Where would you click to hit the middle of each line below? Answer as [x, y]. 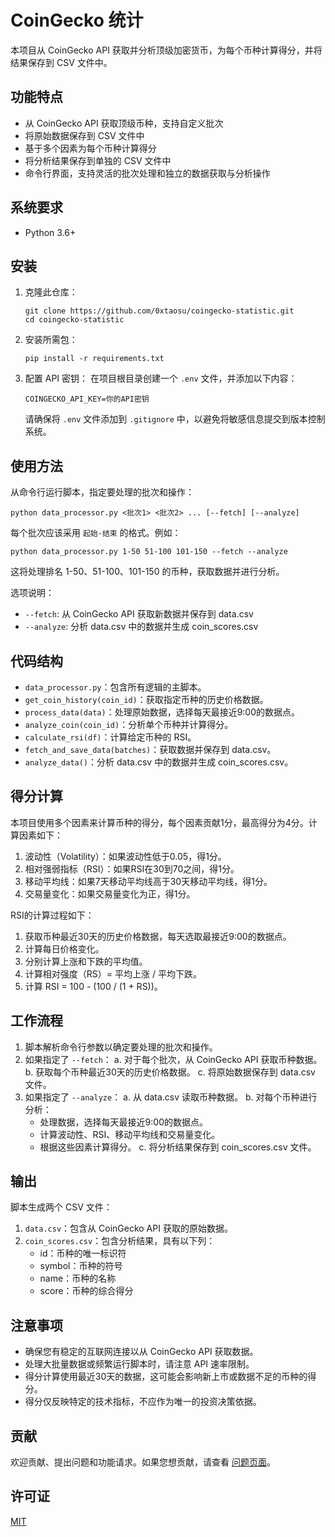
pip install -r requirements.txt [94, 359]
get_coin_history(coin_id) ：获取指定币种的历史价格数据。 [146, 699]
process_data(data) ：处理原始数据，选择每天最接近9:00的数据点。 [162, 712]
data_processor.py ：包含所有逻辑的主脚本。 [115, 687]
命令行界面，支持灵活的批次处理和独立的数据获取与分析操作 [147, 173]
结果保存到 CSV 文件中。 [61, 62]
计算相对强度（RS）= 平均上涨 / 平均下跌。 [113, 973]
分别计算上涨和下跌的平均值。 [86, 961]
